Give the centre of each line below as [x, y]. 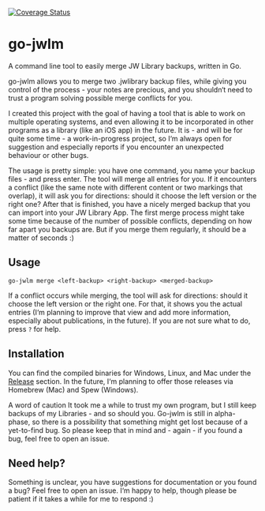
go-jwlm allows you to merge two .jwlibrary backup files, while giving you [127, 81]
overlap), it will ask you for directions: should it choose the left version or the [132, 195]
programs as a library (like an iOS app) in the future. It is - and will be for [125, 130]
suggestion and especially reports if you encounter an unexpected [116, 147]
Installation [36, 354]
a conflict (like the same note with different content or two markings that [125, 187]
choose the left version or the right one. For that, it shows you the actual [125, 303]
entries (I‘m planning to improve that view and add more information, [119, 312]
